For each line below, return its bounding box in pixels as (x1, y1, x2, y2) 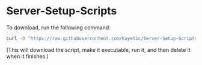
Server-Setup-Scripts (6, 4, 117, 18)
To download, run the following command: (6, 24, 111, 31)
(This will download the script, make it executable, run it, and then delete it (6, 46, 191, 53)
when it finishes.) (6, 52, 49, 60)
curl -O (6, 35, 26, 41)
